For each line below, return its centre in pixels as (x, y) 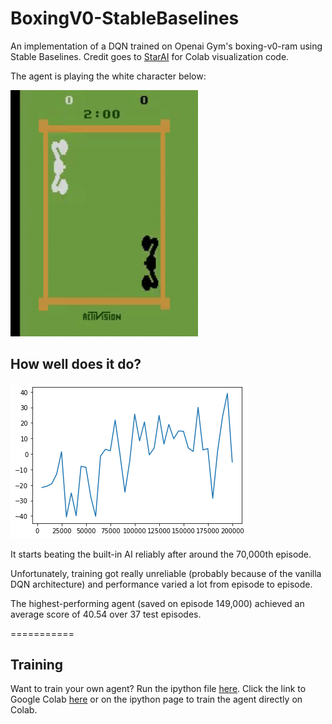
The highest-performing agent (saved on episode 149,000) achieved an (157, 603)
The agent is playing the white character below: (108, 76)
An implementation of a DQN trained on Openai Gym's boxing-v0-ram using (166, 46)
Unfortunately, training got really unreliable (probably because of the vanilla (166, 573)
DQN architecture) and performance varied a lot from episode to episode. (161, 584)
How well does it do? (76, 364)
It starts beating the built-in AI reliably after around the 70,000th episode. (161, 554)
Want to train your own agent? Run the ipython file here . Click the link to (158, 689)
